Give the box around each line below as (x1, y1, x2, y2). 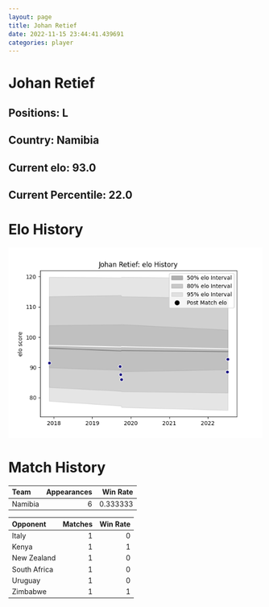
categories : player (8, 39, 74, 47)
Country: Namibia (8, 134, 99, 147)
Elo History (8, 221, 84, 239)
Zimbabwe (11, 587, 47, 597)
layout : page (8, 13, 52, 21)
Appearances (45, 487, 93, 497)
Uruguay (11, 576, 41, 585)
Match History (8, 459, 106, 477)
